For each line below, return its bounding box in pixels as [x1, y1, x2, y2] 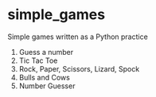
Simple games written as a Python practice [7, 32, 148, 41]
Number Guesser [18, 81, 76, 91]
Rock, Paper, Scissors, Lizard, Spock [18, 64, 140, 73]
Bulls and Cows [18, 72, 71, 82]
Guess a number [18, 47, 74, 56]
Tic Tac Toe [18, 56, 58, 65]
